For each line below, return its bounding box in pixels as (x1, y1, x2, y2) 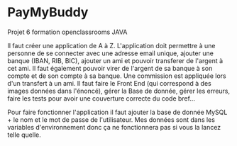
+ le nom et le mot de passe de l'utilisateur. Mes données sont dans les (7, 115, 215, 124)
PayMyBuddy (7, 4, 89, 21)
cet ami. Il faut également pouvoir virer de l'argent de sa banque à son (7, 64, 213, 72)
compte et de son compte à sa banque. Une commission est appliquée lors (7, 72, 226, 80)
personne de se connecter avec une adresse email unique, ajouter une (7, 49, 214, 57)
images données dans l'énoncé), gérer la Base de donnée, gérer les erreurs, (7, 86, 231, 95)
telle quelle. (7, 130, 41, 139)
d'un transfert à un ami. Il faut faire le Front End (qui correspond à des (7, 79, 211, 87)
